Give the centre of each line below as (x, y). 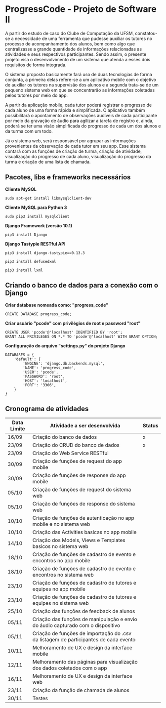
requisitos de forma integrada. (36, 65)
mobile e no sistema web (61, 524)
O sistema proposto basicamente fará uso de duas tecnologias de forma (79, 74)
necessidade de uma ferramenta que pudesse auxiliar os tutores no (83, 39)
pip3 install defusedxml (31, 261)
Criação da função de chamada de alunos (81, 690)
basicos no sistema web (61, 546)
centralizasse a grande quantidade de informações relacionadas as (74, 49)
